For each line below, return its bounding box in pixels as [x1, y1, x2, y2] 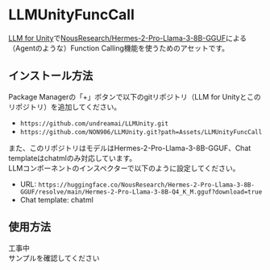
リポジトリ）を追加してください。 [8, 102, 122, 112]
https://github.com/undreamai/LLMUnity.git [19, 119, 169, 128]
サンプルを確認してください [8, 253, 100, 263]
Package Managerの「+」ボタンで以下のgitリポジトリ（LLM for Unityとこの [8, 92, 262, 101]
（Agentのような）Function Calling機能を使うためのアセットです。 [8, 43, 230, 53]
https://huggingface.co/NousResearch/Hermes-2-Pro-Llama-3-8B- [38, 181, 255, 189]
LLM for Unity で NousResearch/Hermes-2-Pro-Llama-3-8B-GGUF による [8, 33, 247, 43]
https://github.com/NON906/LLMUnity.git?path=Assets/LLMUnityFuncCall [19, 128, 263, 136]
